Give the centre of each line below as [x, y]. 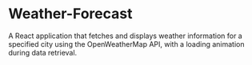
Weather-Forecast [70, 14]
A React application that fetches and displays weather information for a [125, 36]
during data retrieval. [43, 52]
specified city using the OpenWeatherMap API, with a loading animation [126, 44]
